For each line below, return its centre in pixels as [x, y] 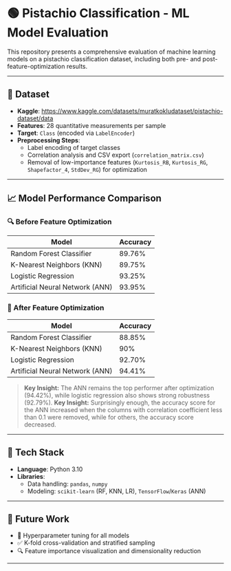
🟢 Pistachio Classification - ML [99, 13]
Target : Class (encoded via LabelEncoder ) [76, 133]
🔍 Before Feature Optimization [59, 222]
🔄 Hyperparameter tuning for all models [73, 536]
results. [77, 66]
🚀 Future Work [38, 519]
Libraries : [31, 476]
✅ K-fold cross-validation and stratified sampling [86, 543]
